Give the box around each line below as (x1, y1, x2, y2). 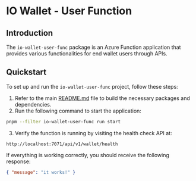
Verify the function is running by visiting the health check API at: (14, 129, 172, 136)
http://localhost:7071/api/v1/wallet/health (6, 141, 118, 147)
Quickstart (6, 67, 47, 77)
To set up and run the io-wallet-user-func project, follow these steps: (6, 83, 178, 90)
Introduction (6, 28, 53, 38)
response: (6, 158, 31, 165)
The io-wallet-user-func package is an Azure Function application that (6, 43, 181, 51)
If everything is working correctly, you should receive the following (6, 151, 169, 158)
